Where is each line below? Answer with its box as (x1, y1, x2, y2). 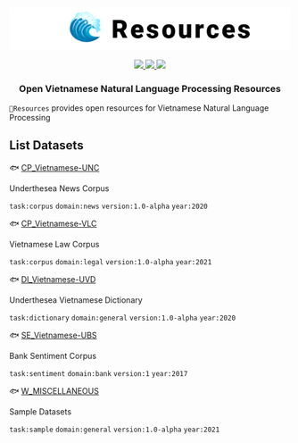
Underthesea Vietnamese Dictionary (9, 294, 143, 305)
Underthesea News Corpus (9, 182, 110, 194)
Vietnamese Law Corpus (9, 238, 100, 249)
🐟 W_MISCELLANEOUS (9, 385, 100, 396)
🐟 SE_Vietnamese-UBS (9, 330, 97, 340)
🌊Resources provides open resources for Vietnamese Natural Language (9, 102, 269, 113)
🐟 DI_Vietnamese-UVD (9, 273, 96, 284)
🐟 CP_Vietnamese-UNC (9, 162, 100, 172)
